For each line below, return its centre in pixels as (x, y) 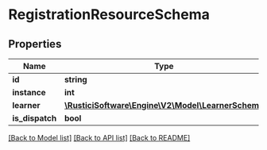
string (75, 79)
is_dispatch (35, 118)
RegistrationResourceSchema (109, 15)
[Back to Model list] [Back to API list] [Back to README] (99, 138)
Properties (35, 44)
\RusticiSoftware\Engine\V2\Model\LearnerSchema (164, 105)
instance (29, 92)
